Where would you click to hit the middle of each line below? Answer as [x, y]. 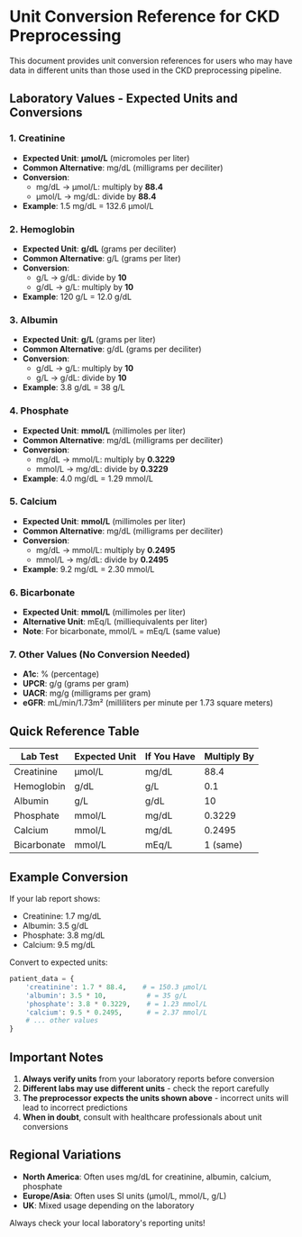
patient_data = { [42, 979]
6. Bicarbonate [42, 592]
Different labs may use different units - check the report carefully [146, 1088]
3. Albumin [34, 320]
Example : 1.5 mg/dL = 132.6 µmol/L [88, 205]
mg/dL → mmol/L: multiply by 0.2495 [105, 550]
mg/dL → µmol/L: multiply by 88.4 [100, 186]
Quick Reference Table [74, 731]
